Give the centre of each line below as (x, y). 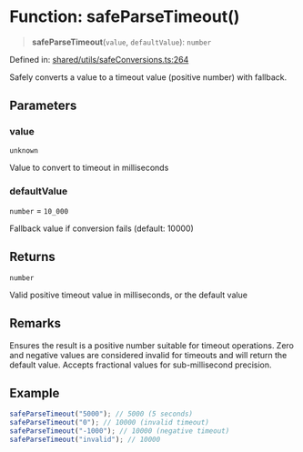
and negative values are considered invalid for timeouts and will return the (148, 355)
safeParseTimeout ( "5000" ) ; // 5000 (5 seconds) (101, 414)
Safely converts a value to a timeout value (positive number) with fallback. (148, 77)
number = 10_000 (39, 210)
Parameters (43, 106)
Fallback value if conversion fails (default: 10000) (101, 228)
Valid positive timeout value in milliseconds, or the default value (129, 295)
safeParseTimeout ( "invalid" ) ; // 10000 (85, 439)
